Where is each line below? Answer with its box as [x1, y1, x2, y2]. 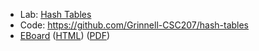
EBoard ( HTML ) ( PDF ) [19, 30, 111, 41]
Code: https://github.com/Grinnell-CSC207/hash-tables [19, 19, 250, 31]
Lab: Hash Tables [19, 9, 92, 20]
